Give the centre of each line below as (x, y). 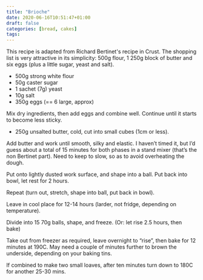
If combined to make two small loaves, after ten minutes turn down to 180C (100, 265)
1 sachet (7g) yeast (38, 89)
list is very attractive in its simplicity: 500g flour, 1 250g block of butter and (99, 58)
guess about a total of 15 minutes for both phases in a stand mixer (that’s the (101, 150)
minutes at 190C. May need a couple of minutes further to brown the (92, 247)
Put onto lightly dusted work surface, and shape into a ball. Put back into (97, 174)
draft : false (23, 23)
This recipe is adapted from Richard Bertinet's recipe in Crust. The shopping (101, 51)
